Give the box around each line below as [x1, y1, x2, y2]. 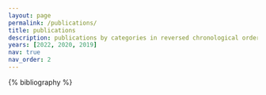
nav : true [8, 48, 41, 56]
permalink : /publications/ [8, 19, 97, 27]
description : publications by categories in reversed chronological [8, 33, 239, 42]
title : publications [8, 26, 77, 34]
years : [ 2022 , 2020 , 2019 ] [8, 41, 97, 49]
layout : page [8, 11, 51, 20]
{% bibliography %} [8, 77, 73, 87]
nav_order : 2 [8, 56, 51, 64]
